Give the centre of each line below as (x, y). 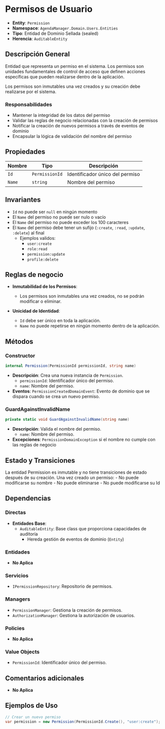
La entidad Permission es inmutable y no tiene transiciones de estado (76, 472)
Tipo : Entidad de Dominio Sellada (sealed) (55, 33)
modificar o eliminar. (41, 301)
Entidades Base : (29, 523)
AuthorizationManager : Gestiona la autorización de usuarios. (74, 615)
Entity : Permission (31, 23)
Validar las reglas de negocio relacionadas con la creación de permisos (85, 120)
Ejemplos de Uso (31, 705)
